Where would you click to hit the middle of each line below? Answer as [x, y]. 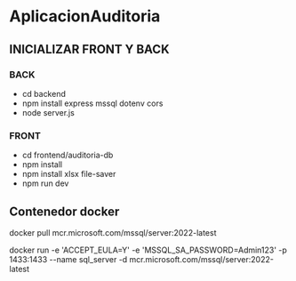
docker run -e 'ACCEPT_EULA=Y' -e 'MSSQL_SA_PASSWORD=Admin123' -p [148, 250]
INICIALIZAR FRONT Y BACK [90, 49]
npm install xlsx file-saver [69, 174]
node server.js [48, 112]
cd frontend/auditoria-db [68, 155]
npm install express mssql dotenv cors [92, 103]
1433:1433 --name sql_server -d [68, 259]
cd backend [44, 93]
